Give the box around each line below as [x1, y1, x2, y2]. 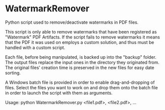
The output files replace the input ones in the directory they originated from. [5, 59, 160, 65]
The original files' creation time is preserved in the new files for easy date [5, 65, 154, 71]
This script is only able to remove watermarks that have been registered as [5, 29, 157, 35]
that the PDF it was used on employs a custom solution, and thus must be [5, 39, 154, 45]
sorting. [5, 70, 21, 75]
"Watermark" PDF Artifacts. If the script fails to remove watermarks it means [5, 34, 160, 40]
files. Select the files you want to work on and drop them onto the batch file [5, 84, 158, 90]
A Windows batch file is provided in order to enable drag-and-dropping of [5, 79, 155, 85]
